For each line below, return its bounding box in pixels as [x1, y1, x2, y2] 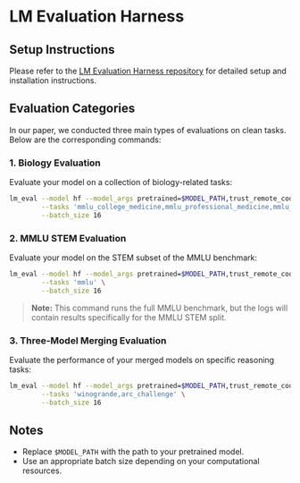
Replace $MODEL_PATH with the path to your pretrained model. [21, 446, 245, 457]
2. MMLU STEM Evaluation [9, 232, 127, 244]
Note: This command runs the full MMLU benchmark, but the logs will [30, 302, 288, 313]
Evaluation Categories [9, 101, 136, 116]
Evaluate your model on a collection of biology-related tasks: [9, 177, 233, 188]
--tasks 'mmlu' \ [41, 277, 105, 287]
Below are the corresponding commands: [9, 134, 162, 145]
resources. [21, 465, 62, 476]
